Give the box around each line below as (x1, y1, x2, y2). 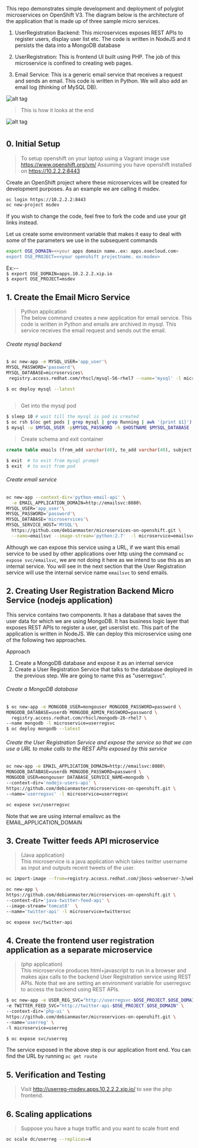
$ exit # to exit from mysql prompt (6, 457, 99, 463)
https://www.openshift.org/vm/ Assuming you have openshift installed (20, 161, 192, 168)
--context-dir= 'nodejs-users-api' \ (6, 780, 97, 786)
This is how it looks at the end (20, 107, 94, 113)
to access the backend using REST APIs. (20, 986, 120, 993)
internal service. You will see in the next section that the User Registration (6, 562, 187, 570)
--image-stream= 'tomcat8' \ (6, 903, 78, 909)
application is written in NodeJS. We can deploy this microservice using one (6, 630, 192, 637)
